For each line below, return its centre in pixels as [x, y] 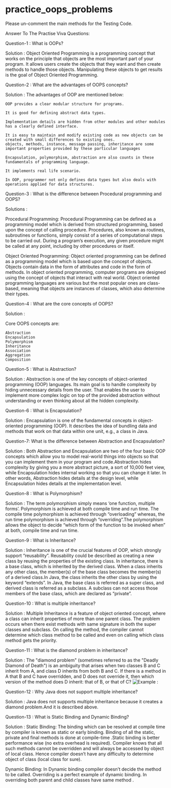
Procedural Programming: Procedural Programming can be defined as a [81, 219]
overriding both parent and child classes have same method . [70, 780]
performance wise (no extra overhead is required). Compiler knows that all [84, 743]
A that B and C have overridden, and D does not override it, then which [80, 676]
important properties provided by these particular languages [73, 148]
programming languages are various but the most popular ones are [76, 283]
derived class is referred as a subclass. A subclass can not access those [82, 588]
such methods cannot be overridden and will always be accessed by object [85, 748]
